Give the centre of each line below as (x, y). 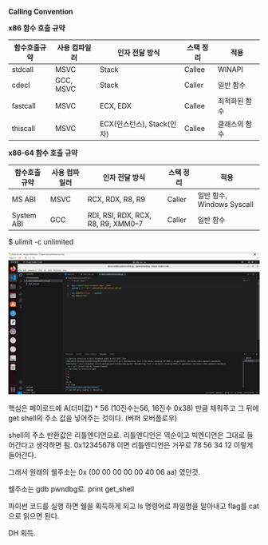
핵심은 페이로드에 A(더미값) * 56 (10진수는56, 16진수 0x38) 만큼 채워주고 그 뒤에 (134, 408)
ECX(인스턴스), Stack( (135, 124)
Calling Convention (41, 12)
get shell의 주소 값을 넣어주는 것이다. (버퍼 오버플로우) (93, 418)
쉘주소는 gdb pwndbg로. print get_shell (71, 489)
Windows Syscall (225, 204)
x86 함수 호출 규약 (37, 28)
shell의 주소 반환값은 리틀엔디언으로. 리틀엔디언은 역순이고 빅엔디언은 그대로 (127, 435)
